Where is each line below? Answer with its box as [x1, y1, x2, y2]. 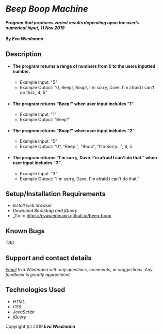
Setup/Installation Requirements [5, 190, 106, 198]
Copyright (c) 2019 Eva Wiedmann [5, 323, 76, 329]
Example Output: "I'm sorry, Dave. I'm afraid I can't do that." [19, 176, 140, 182]
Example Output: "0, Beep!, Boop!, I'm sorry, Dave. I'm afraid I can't [19, 84, 155, 90]
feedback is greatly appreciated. [5, 272, 71, 278]
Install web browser [12, 202, 52, 209]
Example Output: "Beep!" [19, 117, 70, 122]
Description [5, 50, 42, 58]
